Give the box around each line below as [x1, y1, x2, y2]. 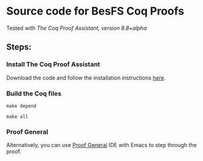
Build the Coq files [6, 89, 62, 98]
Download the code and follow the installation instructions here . [6, 74, 166, 81]
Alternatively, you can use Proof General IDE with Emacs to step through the [6, 142, 197, 149]
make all [6, 114, 29, 120]
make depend [6, 103, 36, 109]
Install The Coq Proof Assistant [6, 60, 100, 69]
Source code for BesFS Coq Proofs [6, 4, 184, 18]
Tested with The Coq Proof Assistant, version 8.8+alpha [6, 24, 147, 32]
